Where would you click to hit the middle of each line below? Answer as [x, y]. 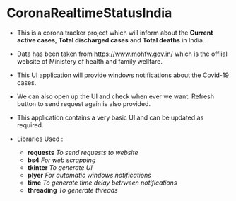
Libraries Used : [40, 139]
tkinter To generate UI [60, 167]
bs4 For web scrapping [61, 160]
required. [30, 125]
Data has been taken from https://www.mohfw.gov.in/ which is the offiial [122, 54]
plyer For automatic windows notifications [89, 175]
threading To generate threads [72, 190]
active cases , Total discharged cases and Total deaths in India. [111, 40]
